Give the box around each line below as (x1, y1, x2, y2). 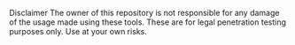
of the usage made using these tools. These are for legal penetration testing (9, 17, 286, 27)
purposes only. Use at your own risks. (9, 26, 148, 36)
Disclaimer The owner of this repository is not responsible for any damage (9, 8, 280, 18)
